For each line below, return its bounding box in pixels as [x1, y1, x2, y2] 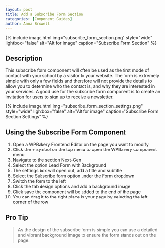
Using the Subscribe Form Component [5, 128, 126, 137]
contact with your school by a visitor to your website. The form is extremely [5, 73, 160, 79]
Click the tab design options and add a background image [12, 183, 131, 189]
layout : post [5, 7, 33, 12]
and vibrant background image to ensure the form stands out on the [17, 232, 156, 238]
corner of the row [12, 199, 49, 205]
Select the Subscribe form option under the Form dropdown [12, 173, 135, 179]
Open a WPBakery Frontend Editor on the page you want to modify [12, 141, 149, 147]
